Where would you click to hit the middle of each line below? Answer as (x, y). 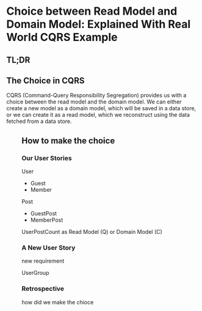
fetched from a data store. (39, 121)
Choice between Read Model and (92, 11)
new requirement (43, 261)
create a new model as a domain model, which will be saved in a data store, (101, 108)
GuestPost (43, 214)
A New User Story (49, 248)
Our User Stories (47, 158)
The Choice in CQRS (45, 81)
